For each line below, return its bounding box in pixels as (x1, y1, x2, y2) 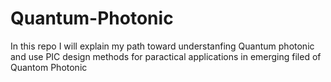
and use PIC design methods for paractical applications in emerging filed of (10, 50, 322, 62)
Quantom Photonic (10, 61, 88, 73)
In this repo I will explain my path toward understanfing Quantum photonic (10, 40, 315, 52)
